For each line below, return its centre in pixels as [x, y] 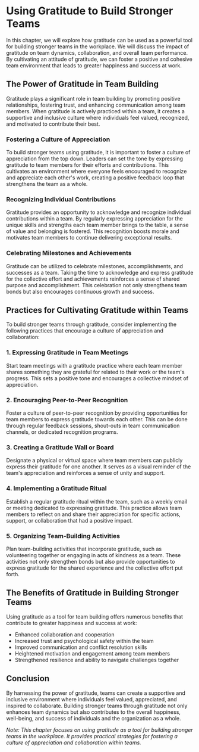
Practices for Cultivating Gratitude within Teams [97, 310]
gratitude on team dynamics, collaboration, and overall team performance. [97, 52]
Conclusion [28, 678]
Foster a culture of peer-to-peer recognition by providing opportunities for [97, 413]
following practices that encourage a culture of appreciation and [85, 331]
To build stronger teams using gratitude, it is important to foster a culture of [98, 153]
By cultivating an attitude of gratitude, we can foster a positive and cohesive [99, 59]
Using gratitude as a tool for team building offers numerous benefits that [94, 616]
